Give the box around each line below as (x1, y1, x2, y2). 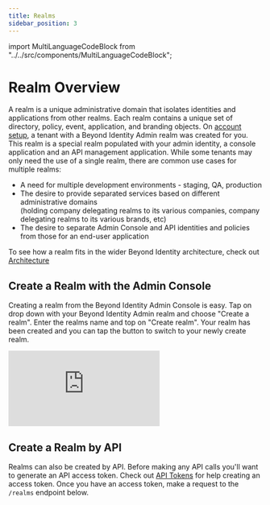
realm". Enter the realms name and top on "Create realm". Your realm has (8, 317, 251, 327)
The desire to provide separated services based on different (19, 188, 220, 198)
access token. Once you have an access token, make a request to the (8, 479, 239, 489)
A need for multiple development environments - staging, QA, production (19, 180, 262, 190)
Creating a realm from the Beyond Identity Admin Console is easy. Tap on (8, 300, 252, 310)
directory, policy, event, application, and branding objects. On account (8, 122, 242, 131)
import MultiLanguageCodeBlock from (8, 41, 135, 51)
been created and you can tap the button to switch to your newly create (8, 326, 247, 336)
